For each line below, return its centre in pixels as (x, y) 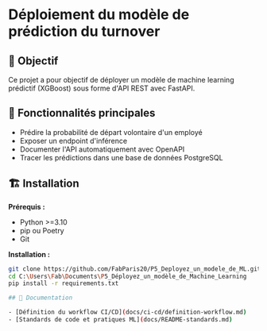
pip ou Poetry (42, 230)
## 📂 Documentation (41, 298)
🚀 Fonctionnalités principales (82, 113)
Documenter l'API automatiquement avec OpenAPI (102, 149)
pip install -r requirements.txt (64, 283)
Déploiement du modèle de (99, 15)
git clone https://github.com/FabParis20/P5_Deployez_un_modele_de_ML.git (135, 269)
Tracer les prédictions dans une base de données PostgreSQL (122, 157)
